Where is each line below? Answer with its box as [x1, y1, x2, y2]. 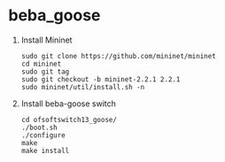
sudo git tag [20, 67, 70, 76]
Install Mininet [20, 35, 73, 45]
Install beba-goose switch [20, 98, 117, 109]
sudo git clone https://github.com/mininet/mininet [20, 51, 216, 60]
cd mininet [20, 59, 62, 68]
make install [20, 146, 70, 155]
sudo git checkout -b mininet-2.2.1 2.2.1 [20, 74, 181, 84]
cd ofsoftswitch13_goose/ [20, 115, 117, 124]
